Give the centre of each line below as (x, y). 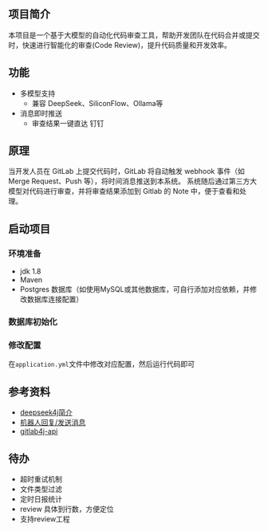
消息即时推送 (41, 113)
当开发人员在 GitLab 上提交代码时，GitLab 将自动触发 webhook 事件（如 (126, 171)
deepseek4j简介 (46, 412)
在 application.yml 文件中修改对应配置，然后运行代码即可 (102, 364)
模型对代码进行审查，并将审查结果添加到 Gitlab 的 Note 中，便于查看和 (124, 191)
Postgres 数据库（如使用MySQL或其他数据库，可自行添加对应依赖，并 (135, 289)
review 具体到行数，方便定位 (67, 509)
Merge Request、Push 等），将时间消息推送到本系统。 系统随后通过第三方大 (133, 181)
